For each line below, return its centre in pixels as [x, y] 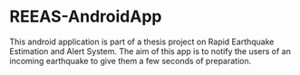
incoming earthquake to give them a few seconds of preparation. [131, 61]
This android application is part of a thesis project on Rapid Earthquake [142, 42]
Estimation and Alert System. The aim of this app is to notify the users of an [150, 51]
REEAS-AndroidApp [86, 17]
